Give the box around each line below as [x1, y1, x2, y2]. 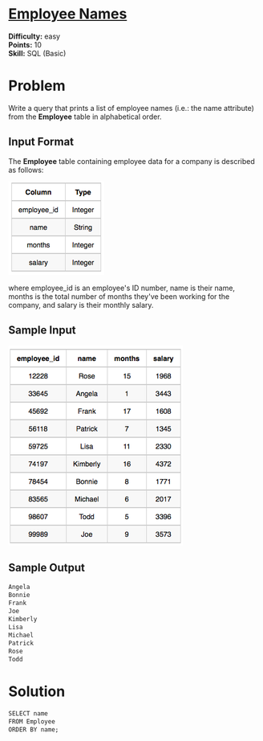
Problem [8, 77, 66, 95]
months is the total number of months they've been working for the [8, 291, 230, 301]
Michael [8, 632, 34, 640]
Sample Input [8, 323, 76, 338]
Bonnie [8, 592, 30, 600]
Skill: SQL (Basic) [8, 48, 67, 58]
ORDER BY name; [8, 726, 59, 734]
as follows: [8, 165, 44, 174]
